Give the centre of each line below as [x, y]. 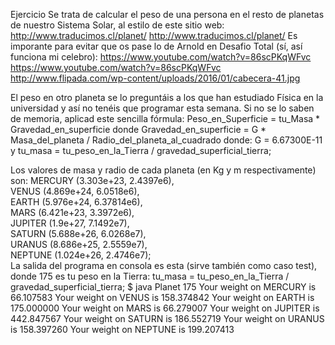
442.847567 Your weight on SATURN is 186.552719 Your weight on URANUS [167, 318]
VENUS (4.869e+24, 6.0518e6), [75, 191]
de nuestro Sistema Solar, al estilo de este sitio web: [117, 25]
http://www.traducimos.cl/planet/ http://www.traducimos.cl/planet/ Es [154, 35]
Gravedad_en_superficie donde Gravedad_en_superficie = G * [138, 129]
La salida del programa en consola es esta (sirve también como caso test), [164, 265]
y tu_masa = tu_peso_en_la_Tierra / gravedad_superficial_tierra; [141, 150]
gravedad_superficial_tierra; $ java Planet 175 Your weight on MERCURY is [163, 287]
